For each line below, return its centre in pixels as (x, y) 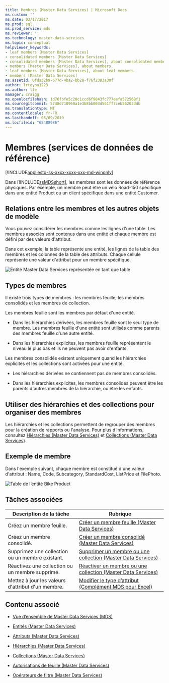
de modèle (22, 216)
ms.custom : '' (20, 15)
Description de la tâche (41, 514)
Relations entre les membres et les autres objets (82, 208)
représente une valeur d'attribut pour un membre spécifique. (68, 260)
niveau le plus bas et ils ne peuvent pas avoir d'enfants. (70, 348)
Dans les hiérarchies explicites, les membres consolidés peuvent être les (88, 383)
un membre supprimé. (34, 572)
